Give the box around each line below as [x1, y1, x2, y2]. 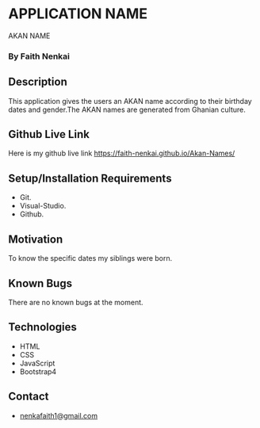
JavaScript [19, 358, 55, 368]
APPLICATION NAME [8, 5, 148, 23]
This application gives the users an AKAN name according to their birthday [8, 96, 252, 105]
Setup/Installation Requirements [8, 171, 172, 185]
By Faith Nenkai [8, 51, 70, 62]
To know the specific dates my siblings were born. [8, 254, 173, 263]
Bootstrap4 [19, 366, 57, 376]
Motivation [8, 232, 63, 246]
